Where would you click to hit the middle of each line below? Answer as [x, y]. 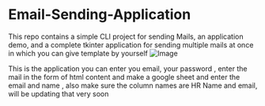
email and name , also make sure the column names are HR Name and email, [133, 85]
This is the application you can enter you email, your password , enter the [128, 68]
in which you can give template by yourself [78, 53]
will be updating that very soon [59, 93]
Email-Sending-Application [100, 15]
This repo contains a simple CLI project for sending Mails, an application [126, 36]
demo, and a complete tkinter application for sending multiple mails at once [131, 44]
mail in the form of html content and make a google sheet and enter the [124, 77]
